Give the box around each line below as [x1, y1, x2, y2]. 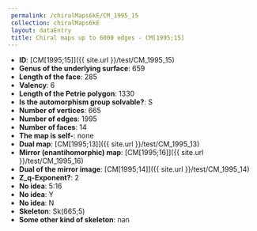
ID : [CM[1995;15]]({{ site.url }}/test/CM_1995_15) [18, 55, 175, 65]
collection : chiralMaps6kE [10, 19, 100, 27]
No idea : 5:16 [18, 181, 62, 191]
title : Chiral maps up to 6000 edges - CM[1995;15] [10, 33, 185, 42]
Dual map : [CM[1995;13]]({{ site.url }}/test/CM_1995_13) [18, 139, 200, 149]
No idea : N [18, 199, 55, 208]
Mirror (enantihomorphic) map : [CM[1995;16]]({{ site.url [18, 148, 204, 157]
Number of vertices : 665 [18, 106, 102, 116]
